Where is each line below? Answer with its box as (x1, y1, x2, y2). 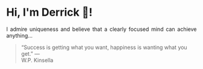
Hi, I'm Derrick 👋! (6, 5, 92, 19)
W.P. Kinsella (21, 56, 54, 64)
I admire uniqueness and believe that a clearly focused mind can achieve (6, 25, 197, 33)
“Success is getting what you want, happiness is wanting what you (21, 44, 187, 51)
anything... (6, 31, 33, 39)
